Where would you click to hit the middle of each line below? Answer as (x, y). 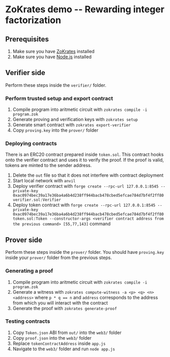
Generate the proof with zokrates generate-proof (65, 308)
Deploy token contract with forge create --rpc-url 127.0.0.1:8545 (84, 205)
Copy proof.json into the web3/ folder (52, 338)
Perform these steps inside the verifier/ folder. (56, 85)
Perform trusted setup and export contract (59, 98)
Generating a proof (29, 271)
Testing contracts (28, 321)
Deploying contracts (31, 144)
